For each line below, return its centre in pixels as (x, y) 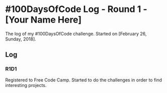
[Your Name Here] (44, 20)
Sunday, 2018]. (21, 39)
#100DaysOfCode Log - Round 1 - (76, 9)
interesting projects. (26, 85)
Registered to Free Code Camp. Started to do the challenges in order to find (84, 80)
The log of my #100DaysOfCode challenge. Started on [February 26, (76, 33)
